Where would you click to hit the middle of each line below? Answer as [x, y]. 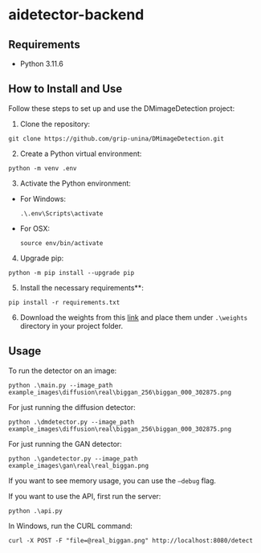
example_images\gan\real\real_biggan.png [79, 465]
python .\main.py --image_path [61, 385]
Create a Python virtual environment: [81, 154]
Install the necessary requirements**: [82, 288]
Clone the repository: [55, 124]
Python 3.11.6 [42, 63]
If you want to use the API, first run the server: [85, 496]
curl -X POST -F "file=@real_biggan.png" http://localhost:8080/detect [130, 540]
